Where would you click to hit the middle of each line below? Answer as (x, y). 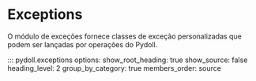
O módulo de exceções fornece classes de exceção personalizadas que (124, 36)
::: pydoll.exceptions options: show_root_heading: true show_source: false (128, 60)
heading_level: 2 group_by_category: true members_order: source (115, 68)
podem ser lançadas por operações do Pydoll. (83, 44)
